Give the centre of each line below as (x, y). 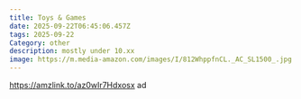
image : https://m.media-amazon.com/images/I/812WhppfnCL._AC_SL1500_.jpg (151, 59)
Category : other (40, 43)
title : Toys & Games (48, 18)
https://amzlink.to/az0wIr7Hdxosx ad (78, 85)
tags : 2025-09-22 (42, 34)
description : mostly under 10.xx (72, 51)
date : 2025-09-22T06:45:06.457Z (70, 26)
